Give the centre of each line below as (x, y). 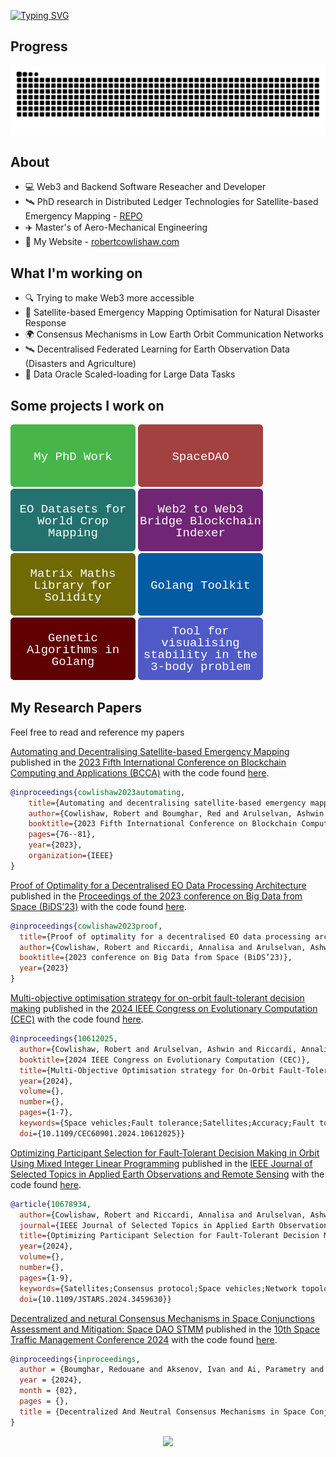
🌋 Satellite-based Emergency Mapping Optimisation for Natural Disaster (172, 312)
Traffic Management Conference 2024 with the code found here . (144, 1339)
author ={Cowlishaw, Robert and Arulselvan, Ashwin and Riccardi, (158, 1049)
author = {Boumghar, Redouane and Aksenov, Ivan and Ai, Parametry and (172, 1370)
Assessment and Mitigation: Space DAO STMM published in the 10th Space (165, 1329)
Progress (39, 46)
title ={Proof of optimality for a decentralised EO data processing (165, 936)
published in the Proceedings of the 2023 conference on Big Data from (156, 896)
